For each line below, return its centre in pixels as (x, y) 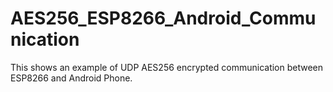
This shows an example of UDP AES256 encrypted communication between (167, 67)
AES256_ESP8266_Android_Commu (163, 18)
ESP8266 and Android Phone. (71, 78)
